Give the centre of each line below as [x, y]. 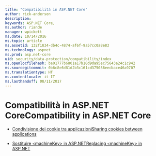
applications [24, 134]
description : [18, 18]
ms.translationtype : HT [29, 72]
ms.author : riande [23, 28]
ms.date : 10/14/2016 [26, 37]
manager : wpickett [23, 32]
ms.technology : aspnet [28, 50]
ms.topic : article [23, 41]
